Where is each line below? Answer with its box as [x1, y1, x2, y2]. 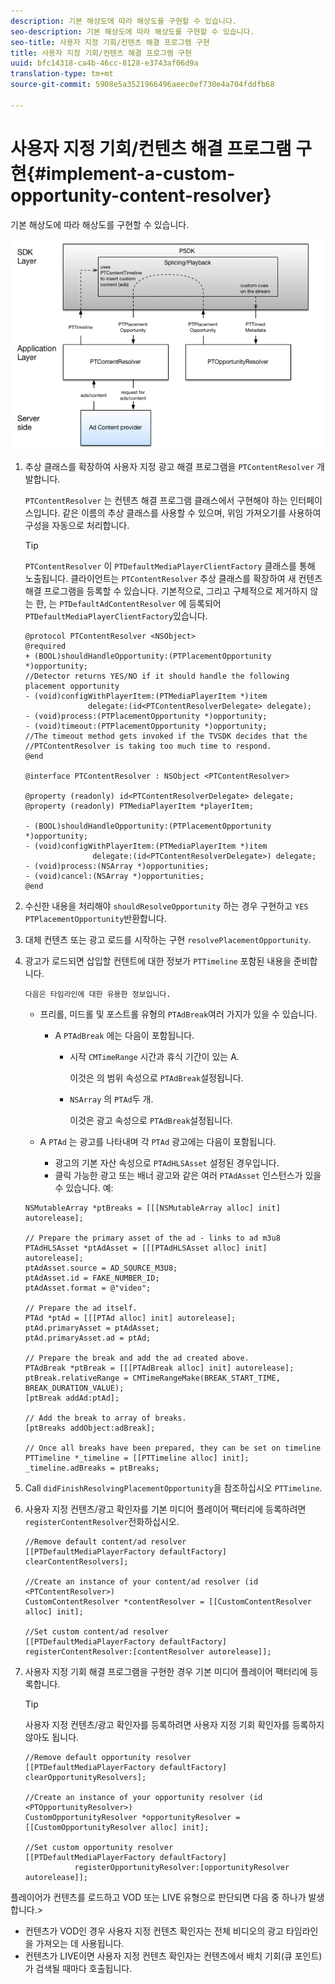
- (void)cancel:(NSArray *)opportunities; [24, 871, 205, 881]
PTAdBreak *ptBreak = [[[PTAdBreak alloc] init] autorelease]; [24, 1363, 295, 1373]
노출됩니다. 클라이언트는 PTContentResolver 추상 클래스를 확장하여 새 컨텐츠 [24, 572, 323, 584]
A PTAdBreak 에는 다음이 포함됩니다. [54, 1029, 195, 1041]
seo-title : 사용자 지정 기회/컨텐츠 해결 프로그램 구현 [10, 37, 210, 47]
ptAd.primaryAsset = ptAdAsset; [24, 1323, 160, 1333]
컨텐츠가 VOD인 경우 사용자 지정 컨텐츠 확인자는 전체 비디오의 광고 [24, 1925, 284, 1937]
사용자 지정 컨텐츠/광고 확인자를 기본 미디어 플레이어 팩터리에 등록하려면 [24, 1503, 307, 1515]
